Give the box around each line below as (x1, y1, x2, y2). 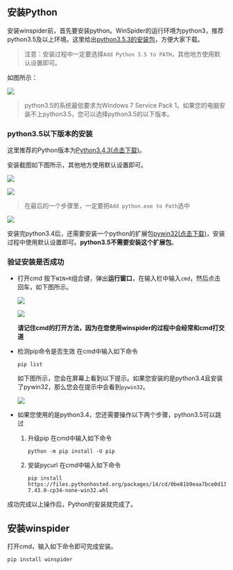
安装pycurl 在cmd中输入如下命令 (27, 461, 121, 469)
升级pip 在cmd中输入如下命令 (27, 434, 112, 443)
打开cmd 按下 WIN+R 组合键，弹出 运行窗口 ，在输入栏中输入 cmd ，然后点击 (17, 274, 221, 283)
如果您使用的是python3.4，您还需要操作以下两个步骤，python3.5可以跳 (17, 411, 222, 419)
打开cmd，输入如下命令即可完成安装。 (7, 542, 117, 551)
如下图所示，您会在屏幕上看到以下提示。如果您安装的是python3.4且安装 (17, 374, 223, 382)
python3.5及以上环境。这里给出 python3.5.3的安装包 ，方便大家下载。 (7, 35, 204, 43)
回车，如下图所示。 (17, 283, 73, 291)
